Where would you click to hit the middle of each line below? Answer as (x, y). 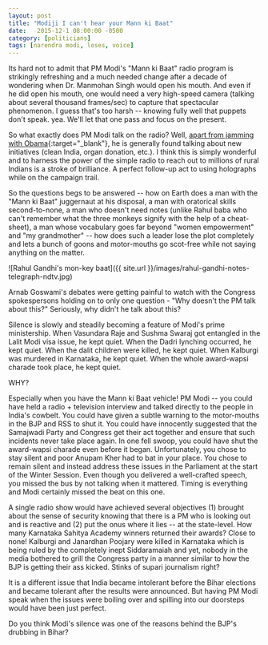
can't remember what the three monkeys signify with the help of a (117, 219)
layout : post (30, 16)
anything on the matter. (47, 252)
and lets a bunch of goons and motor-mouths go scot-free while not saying (132, 244)
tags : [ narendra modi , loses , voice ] (71, 46)
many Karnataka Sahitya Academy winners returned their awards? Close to (132, 533)
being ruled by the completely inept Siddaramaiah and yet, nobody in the (128, 550)
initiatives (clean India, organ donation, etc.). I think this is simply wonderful (132, 152)
